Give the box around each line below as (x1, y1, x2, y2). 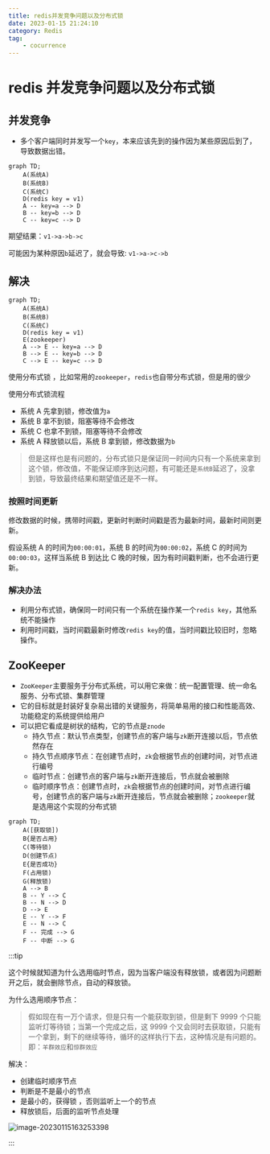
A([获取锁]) (22, 826, 59, 835)
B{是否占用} (22, 835, 58, 843)
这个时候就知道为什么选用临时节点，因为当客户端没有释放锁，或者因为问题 (8, 967, 255, 978)
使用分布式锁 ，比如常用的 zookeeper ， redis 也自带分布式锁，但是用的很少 (8, 372, 252, 381)
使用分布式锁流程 (8, 389, 65, 398)
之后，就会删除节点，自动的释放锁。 (14, 978, 135, 987)
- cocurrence (22, 42, 67, 50)
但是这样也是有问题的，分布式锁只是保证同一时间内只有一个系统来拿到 (27, 453, 261, 463)
